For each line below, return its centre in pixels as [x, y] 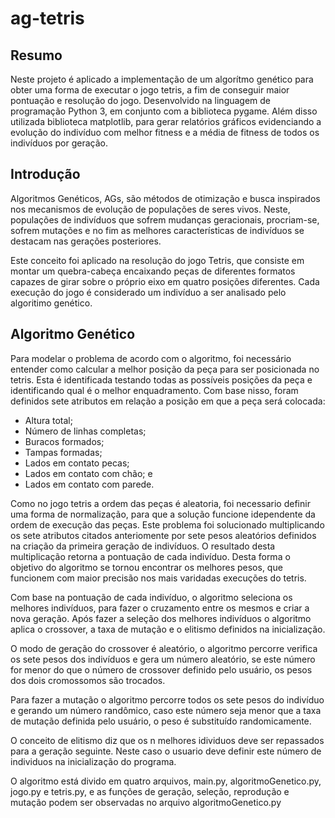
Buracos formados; [64, 441]
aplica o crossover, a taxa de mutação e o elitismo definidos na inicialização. [168, 629]
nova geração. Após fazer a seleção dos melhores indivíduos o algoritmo [161, 618]
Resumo [36, 55]
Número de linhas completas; [85, 431]
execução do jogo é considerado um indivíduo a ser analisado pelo [148, 292]
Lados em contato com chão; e [88, 473]
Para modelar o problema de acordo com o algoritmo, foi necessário [151, 358]
